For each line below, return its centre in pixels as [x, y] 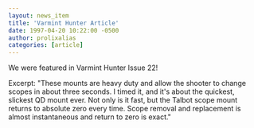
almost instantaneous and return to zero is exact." [90, 117]
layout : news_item [39, 16]
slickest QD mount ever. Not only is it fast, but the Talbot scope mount [123, 100]
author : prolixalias [43, 38]
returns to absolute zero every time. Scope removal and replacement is [125, 109]
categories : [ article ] [46, 45]
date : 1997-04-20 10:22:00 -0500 [64, 30]
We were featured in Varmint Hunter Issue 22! [83, 68]
